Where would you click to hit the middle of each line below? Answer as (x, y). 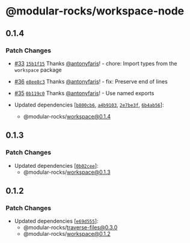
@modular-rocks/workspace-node (95, 11)
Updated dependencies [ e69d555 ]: (56, 221)
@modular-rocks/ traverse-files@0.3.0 (70, 227)
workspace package (38, 70)
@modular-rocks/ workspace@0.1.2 (67, 234)
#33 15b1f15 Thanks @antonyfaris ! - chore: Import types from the (96, 63)
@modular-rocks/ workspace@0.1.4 (67, 116)
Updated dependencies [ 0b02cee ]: (56, 165)
